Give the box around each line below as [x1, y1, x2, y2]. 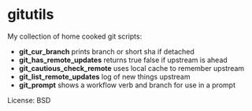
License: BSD [7, 95, 51, 105]
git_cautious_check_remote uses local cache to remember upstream [18, 63, 245, 72]
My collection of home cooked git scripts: [7, 31, 143, 41]
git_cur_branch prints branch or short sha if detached [18, 46, 195, 56]
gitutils [7, 6, 54, 24]
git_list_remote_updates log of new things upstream [18, 72, 191, 81]
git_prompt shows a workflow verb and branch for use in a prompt [18, 80, 235, 90]
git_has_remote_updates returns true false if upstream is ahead [18, 55, 228, 65]
